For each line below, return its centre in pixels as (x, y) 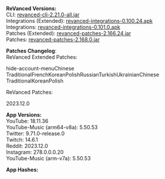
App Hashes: (22, 170)
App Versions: (24, 115)
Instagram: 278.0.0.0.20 (35, 152)
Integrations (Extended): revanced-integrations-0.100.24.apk (79, 21)
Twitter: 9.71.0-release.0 (35, 133)
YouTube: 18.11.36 (27, 121)
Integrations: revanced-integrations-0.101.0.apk (63, 27)
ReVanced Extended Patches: (42, 57)
